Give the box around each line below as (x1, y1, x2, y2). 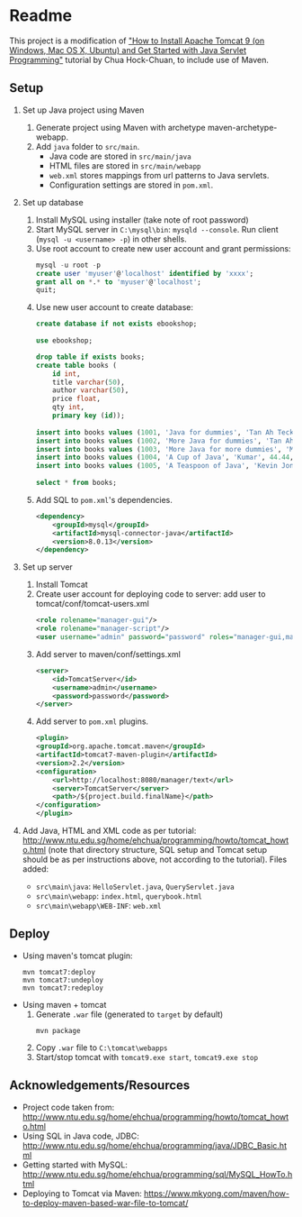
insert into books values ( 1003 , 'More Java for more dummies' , (35, 444, 282, 453)
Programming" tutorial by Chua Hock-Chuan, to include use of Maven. (9, 54, 270, 65)
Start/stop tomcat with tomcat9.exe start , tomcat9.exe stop (35, 1051, 259, 1062)
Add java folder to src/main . (35, 141, 140, 151)
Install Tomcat (35, 579, 88, 590)
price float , (52, 394, 102, 404)
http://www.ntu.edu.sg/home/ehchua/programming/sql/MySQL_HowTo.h (22, 1168, 293, 1179)
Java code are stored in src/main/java (49, 151, 191, 161)
